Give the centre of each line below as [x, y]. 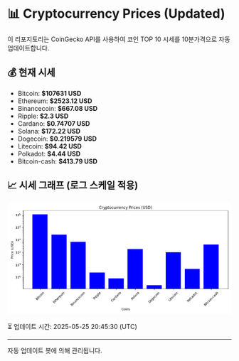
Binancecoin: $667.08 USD [58, 108]
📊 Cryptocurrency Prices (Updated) [116, 14]
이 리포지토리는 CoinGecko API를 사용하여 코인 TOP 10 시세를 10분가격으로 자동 [119, 39]
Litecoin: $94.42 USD [49, 146]
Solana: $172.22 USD [49, 131]
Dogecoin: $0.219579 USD [57, 139]
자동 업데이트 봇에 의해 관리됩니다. [55, 350]
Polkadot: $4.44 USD [49, 153]
